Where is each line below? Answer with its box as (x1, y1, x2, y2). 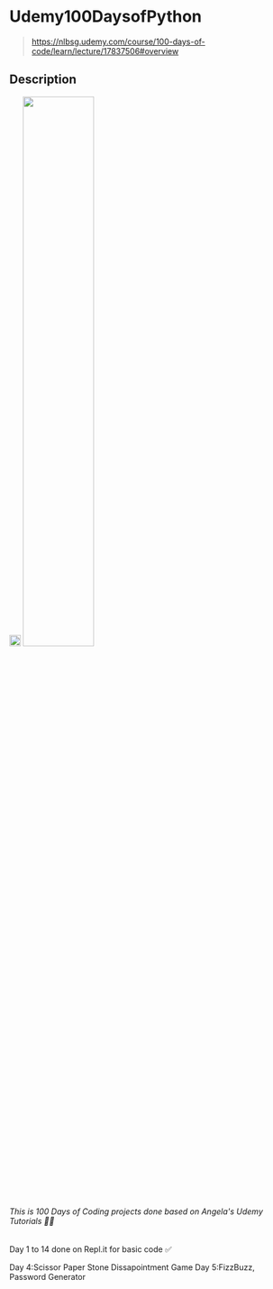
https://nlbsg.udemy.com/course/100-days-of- (31, 36, 205, 47)
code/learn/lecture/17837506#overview (31, 45, 179, 56)
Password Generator (9, 1271, 86, 1282)
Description (9, 72, 77, 87)
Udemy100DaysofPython (9, 6, 203, 27)
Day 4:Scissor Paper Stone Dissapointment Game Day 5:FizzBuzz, (9, 1261, 255, 1273)
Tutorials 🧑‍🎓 (9, 1216, 55, 1227)
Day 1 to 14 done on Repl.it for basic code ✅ (9, 1243, 173, 1255)
